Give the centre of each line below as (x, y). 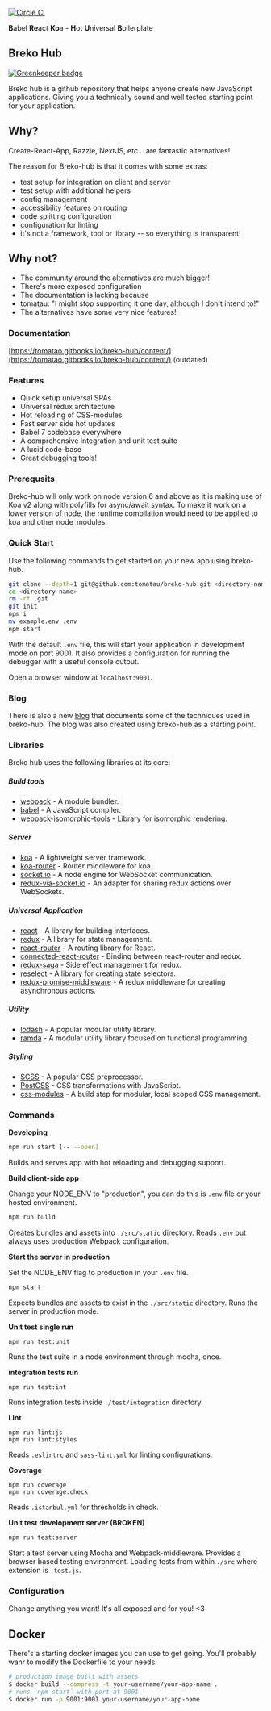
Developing (28, 1132)
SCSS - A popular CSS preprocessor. (81, 1077)
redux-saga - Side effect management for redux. (101, 965)
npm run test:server (43, 1537)
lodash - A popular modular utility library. (88, 1030)
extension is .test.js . (45, 1570)
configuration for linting (59, 224)
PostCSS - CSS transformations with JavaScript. (100, 1086)
